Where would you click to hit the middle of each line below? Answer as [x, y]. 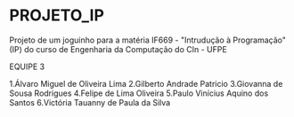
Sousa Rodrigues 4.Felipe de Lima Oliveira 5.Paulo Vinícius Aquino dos [139, 93]
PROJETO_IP [57, 16]
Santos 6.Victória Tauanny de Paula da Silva [90, 102]
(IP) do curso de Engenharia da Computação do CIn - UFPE [118, 49]
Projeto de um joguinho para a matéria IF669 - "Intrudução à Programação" [148, 40]
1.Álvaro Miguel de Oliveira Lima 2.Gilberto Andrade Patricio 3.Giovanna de [146, 83]
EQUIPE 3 [27, 66]
